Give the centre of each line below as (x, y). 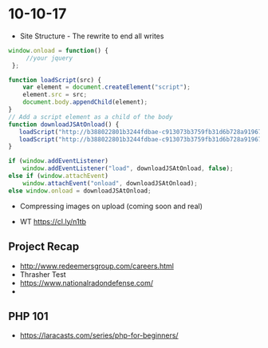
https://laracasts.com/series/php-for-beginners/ (99, 335)
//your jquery (49, 58)
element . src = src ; (55, 95)
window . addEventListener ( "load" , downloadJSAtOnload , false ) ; (128, 168)
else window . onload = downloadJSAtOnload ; (80, 191)
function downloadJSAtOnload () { (64, 125)
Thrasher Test (43, 274)
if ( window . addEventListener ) (59, 161)
